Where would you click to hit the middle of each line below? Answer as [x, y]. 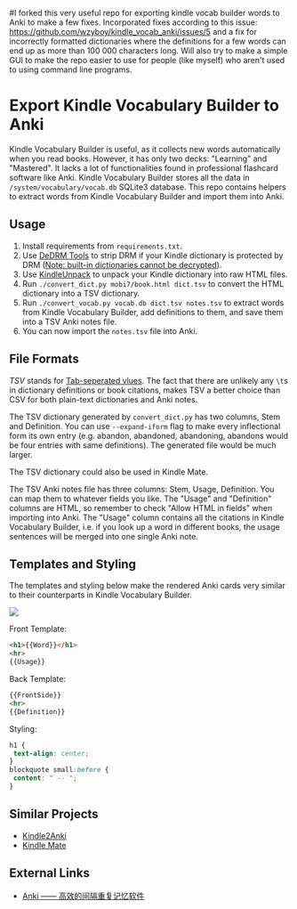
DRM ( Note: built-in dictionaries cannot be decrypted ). [122, 264]
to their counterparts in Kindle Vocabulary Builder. [101, 595]
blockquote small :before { [59, 770]
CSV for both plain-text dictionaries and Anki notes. [104, 399]
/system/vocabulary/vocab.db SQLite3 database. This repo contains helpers [148, 187]
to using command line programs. [71, 69]
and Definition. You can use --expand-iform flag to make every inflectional [145, 426]
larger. [21, 454]
